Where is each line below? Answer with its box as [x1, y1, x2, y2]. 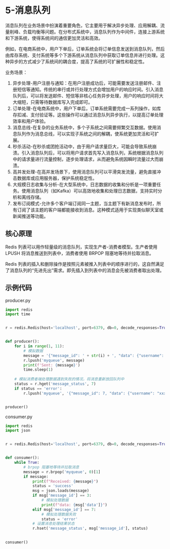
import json [5, 428, 30, 433]
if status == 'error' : [14, 386, 62, 391]
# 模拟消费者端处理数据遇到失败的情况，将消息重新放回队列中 [14, 377, 124, 382]
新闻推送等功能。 [12, 213, 49, 219]
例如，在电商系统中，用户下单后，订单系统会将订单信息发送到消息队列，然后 [5, 46, 165, 52]
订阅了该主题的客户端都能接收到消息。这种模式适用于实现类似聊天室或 [17, 206, 163, 213]
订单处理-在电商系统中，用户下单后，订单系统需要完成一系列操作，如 [12, 105, 157, 112]
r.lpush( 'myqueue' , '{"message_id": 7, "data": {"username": [23, 391, 155, 396]
